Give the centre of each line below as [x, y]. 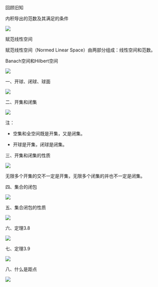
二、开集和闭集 [21, 102]
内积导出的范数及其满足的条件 [37, 19]
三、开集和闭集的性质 [28, 155]
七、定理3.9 [18, 249]
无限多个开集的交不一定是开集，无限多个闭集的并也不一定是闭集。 [75, 176]
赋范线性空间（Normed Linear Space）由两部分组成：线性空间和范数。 [81, 50]
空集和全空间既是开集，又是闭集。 [49, 133]
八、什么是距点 [21, 269]
